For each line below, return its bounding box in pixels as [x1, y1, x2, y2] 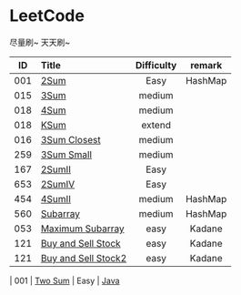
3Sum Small [40, 147, 93, 160]
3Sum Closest [40, 133, 102, 146]
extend [141, 118, 171, 131]
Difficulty [135, 58, 177, 71]
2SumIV [40, 178, 75, 190]
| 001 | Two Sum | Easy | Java [9, 275, 120, 286]
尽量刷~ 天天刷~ [9, 36, 71, 47]
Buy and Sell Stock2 [40, 251, 127, 264]
